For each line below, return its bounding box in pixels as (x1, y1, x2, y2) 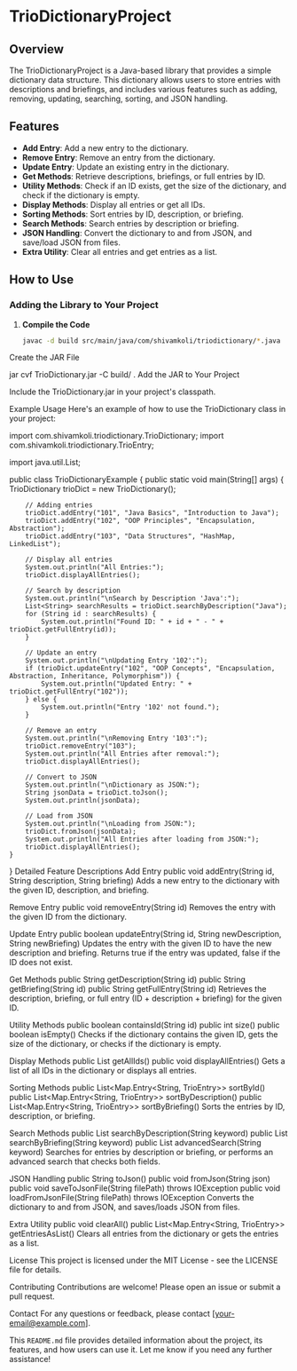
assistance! (9, 1354, 51, 1365)
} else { (25, 695, 58, 704)
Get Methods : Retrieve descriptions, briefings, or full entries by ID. (21, 170, 266, 181)
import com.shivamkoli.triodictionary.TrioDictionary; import (9, 431, 224, 441)
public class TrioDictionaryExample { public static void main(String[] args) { (9, 474, 285, 485)
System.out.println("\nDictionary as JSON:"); (25, 781, 200, 789)
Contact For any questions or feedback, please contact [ (9, 1308, 215, 1319)
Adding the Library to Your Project (9, 299, 160, 312)
